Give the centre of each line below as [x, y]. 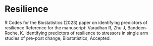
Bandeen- [138, 27]
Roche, [12, 33]
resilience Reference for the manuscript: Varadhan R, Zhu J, [66, 27]
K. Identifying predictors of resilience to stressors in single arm [84, 33]
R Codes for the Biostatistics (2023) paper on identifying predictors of [76, 23]
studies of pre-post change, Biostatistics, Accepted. [58, 38]
